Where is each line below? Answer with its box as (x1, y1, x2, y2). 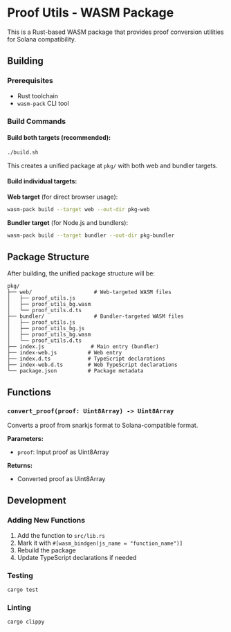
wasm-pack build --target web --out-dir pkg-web (7, 206, 150, 213)
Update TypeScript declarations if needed (17, 553, 137, 561)
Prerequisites (7, 76, 53, 86)
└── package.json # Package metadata (7, 368, 144, 374)
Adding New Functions (7, 516, 85, 525)
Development (7, 495, 67, 507)
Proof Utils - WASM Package (7, 5, 174, 21)
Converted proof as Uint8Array (17, 475, 106, 483)
